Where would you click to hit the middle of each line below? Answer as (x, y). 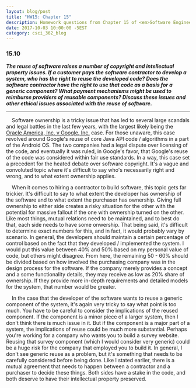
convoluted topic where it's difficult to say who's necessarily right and (90, 170)
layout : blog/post (28, 11)
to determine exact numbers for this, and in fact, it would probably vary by (95, 231)
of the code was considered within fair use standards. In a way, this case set (98, 158)
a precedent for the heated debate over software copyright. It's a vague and (97, 164)
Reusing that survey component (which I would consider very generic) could (98, 342)
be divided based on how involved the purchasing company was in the (91, 262)
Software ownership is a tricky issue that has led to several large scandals (100, 120)
